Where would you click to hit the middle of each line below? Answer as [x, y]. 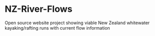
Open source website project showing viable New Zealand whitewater [77, 23]
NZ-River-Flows [38, 9]
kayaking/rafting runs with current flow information [57, 28]
